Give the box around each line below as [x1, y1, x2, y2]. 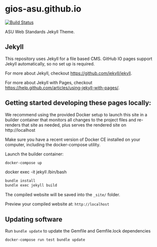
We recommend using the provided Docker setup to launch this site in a [5, 111, 147, 117]
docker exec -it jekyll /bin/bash [5, 169, 67, 175]
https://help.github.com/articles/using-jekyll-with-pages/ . [5, 85, 120, 91]
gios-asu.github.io [5, 3, 82, 15]
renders [5, 122, 21, 128]
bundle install [5, 178, 36, 184]
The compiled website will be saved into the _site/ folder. [5, 192, 120, 198]
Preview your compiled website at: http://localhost [5, 201, 110, 207]
